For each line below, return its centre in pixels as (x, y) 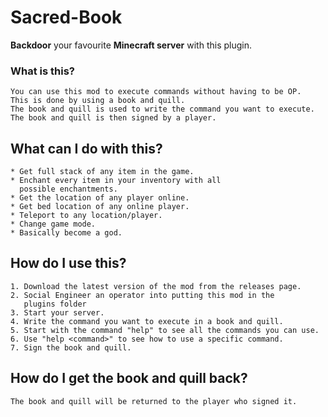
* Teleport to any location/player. (86, 216)
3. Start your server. (57, 312)
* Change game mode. (53, 224)
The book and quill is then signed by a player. (113, 118)
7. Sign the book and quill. (71, 347)
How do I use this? (68, 263)
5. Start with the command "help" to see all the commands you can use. (165, 330)
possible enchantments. (68, 189)
